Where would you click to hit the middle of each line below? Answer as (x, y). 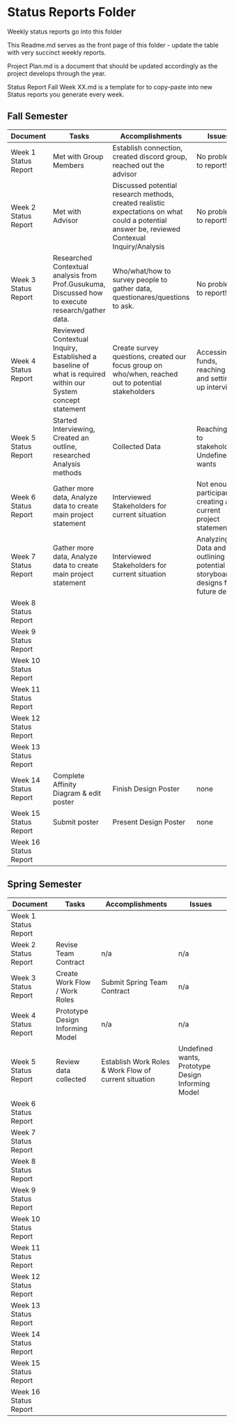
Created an (71, 437)
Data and (211, 548)
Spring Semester (45, 884)
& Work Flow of (126, 1070)
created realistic (139, 203)
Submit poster (76, 822)
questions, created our (149, 356)
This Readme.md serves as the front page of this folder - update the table (113, 45)
